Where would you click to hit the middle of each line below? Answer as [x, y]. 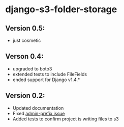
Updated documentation [38, 108]
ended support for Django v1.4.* [46, 80]
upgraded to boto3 [32, 69]
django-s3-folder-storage [61, 9]
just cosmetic [27, 40]
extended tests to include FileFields [50, 74]
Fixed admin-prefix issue [39, 113]
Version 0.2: [25, 96]
